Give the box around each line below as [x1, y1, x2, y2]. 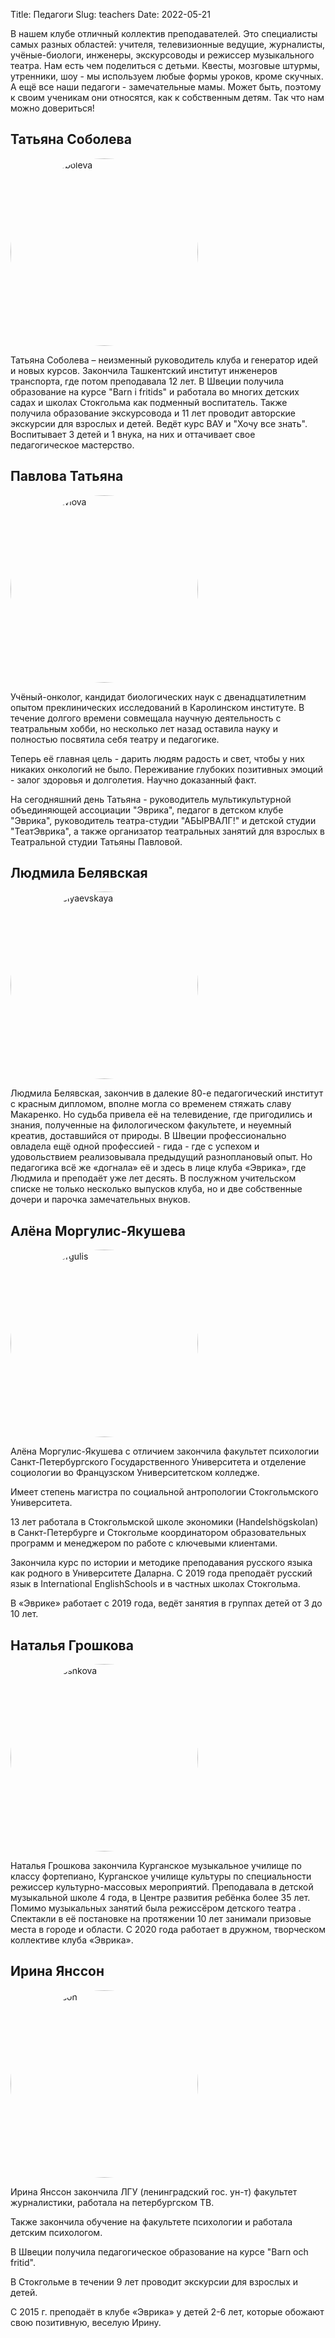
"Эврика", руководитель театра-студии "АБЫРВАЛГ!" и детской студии [10, 814, 317, 826]
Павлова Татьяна [10, 468, 124, 485]
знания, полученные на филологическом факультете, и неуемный [10, 1119, 292, 1131]
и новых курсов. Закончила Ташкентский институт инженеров [10, 364, 278, 376]
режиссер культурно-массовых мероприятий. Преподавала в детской [10, 1881, 314, 1893]
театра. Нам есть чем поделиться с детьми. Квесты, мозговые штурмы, [10, 60, 321, 71]
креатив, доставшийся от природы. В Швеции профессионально [10, 1130, 287, 1142]
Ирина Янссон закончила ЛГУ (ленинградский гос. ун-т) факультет [10, 2185, 298, 2198]
